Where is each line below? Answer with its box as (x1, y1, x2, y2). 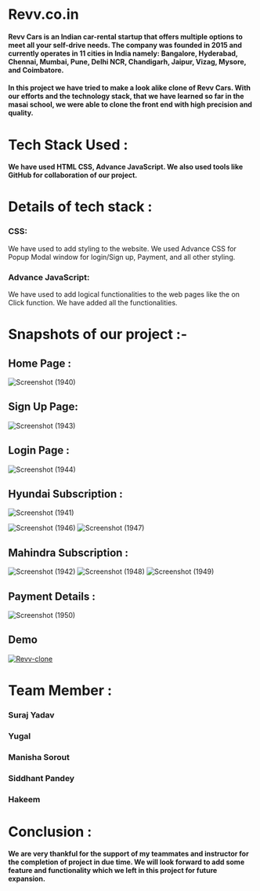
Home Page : (8, 356, 72, 370)
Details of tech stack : (8, 198, 153, 216)
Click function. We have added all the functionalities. (8, 298, 178, 307)
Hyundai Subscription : (8, 487, 123, 500)
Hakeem (8, 794, 41, 805)
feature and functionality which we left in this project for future (8, 866, 218, 875)
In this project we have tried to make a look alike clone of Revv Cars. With (8, 83, 251, 93)
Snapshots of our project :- (8, 326, 188, 343)
